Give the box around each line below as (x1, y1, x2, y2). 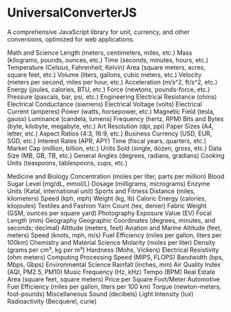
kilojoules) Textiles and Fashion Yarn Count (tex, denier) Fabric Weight (7, 201, 207, 210)
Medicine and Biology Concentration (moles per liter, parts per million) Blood (7, 172, 225, 181)
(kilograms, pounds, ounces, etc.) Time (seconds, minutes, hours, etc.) (7, 55, 209, 64)
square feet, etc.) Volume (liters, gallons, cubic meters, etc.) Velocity (7, 71, 202, 79)
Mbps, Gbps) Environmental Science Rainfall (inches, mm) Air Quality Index (7, 260, 221, 268)
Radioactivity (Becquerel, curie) (7, 297, 97, 305)
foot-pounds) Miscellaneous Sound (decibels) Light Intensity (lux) (7, 289, 194, 298)
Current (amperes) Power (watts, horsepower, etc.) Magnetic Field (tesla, (7, 107, 215, 116)
